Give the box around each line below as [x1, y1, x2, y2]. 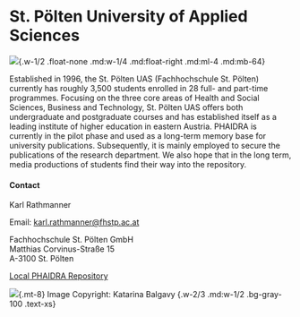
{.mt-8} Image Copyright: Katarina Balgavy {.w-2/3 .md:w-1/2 [18, 289, 244, 300]
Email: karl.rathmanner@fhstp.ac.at [9, 217, 140, 227]
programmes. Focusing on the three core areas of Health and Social [9, 92, 260, 103]
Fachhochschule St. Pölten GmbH [9, 235, 134, 245]
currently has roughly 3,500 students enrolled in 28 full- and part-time [9, 82, 269, 93]
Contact [9, 179, 40, 190]
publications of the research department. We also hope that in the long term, [9, 150, 292, 160]
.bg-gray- [245, 289, 282, 300]
